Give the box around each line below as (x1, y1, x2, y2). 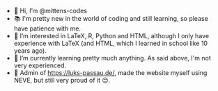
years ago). (13, 47, 47, 55)
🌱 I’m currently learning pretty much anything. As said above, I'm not (13, 54, 211, 62)
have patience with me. (13, 24, 81, 33)
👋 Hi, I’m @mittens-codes (13, 7, 87, 15)
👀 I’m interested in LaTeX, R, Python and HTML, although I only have (13, 32, 210, 40)
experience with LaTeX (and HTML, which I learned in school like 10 (13, 39, 208, 47)
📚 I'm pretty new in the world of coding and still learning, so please (13, 15, 209, 22)
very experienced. (13, 61, 67, 69)
